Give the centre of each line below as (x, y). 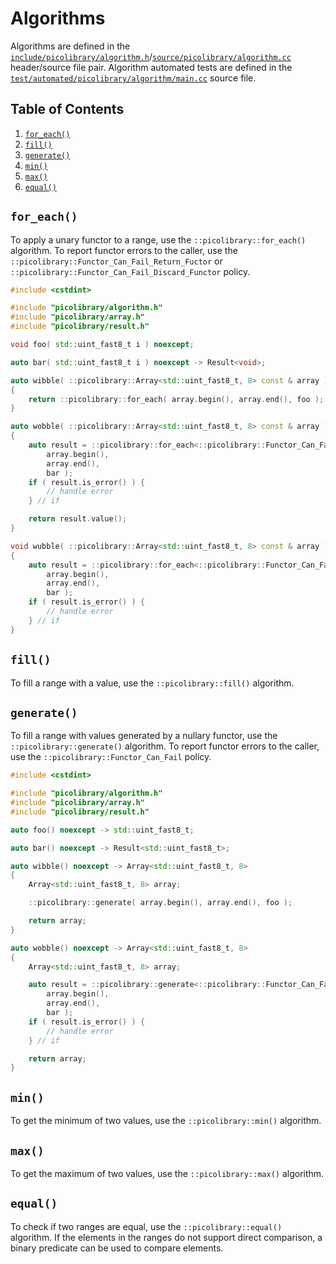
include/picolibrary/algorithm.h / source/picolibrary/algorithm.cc (151, 56)
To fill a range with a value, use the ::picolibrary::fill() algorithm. (152, 683)
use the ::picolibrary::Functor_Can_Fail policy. (111, 757)
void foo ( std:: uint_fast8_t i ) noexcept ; (102, 345)
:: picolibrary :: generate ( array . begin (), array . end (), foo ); (160, 903)
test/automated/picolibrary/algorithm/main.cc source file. (133, 78)
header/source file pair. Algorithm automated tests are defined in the (151, 67)
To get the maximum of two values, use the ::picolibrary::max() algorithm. (167, 1173)
